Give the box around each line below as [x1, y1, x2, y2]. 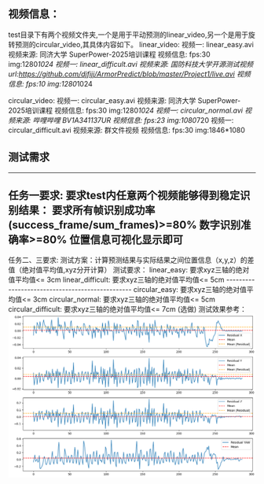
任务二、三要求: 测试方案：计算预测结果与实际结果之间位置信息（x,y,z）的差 [8, 255, 255, 265]
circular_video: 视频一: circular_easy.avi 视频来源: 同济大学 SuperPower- [8, 95, 241, 105]
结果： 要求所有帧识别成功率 [18, 204, 156, 217]
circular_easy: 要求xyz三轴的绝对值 [133, 285, 247, 294]
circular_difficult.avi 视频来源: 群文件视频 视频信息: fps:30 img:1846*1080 [8, 125, 245, 135]
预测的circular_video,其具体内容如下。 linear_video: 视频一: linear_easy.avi [14, 39, 254, 49]
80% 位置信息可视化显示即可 [42, 233, 183, 246]
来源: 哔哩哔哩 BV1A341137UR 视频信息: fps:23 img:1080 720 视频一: [14, 115, 234, 124]
